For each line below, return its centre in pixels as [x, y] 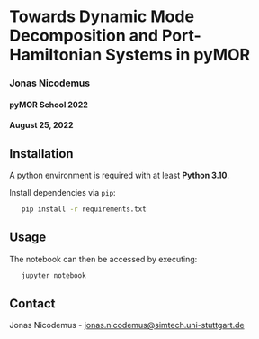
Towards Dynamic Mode [102, 17]
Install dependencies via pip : [63, 193]
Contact [32, 304]
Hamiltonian [56, 55]
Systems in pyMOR [177, 55]
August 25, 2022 [41, 125]
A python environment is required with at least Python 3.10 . [120, 175]
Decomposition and [84, 36]
